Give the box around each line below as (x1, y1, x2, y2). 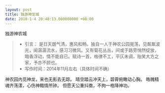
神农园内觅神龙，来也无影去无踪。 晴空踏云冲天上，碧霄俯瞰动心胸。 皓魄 (5, 76, 155, 82)
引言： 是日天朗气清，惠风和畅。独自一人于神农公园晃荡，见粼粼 (24, 41, 156, 47)
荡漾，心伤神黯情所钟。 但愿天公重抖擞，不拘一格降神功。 (13, 83, 132, 89)
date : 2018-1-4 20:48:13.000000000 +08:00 (5, 16, 94, 21)
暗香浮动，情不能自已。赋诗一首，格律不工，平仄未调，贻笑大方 (24, 53, 155, 59)
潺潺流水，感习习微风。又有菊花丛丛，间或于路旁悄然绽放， (38, 47, 159, 53)
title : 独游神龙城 (5, 12, 40, 17)
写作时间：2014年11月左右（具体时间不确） (24, 66, 112, 72)
